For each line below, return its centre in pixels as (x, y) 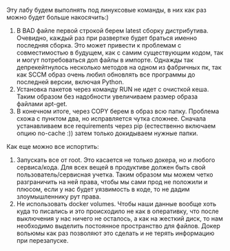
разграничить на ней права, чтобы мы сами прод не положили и (112, 182)
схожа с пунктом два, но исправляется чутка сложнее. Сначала (111, 119)
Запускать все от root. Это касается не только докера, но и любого (116, 160)
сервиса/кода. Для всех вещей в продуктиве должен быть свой (111, 167)
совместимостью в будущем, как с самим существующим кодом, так (120, 52)
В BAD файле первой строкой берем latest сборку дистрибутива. (112, 31)
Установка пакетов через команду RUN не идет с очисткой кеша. (113, 89)
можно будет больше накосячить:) (58, 17)
